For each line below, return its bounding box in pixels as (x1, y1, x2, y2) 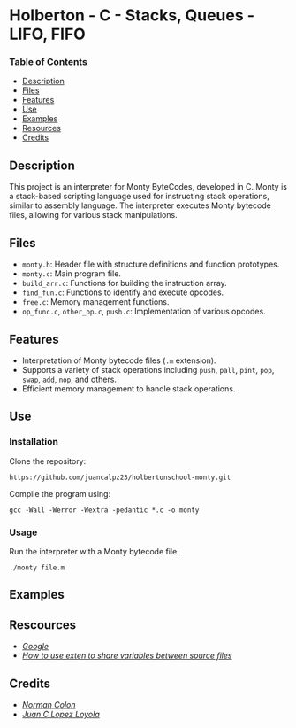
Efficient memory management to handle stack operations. (21, 383, 236, 394)
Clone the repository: (9, 455, 87, 466)
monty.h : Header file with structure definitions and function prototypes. (21, 259, 280, 270)
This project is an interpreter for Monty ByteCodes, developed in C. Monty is (9, 182, 287, 192)
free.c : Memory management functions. (21, 297, 170, 307)
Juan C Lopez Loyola (21, 709, 100, 719)
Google (21, 641, 49, 652)
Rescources (9, 617, 77, 632)
